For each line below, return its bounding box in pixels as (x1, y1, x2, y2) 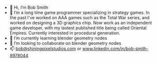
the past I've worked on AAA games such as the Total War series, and (9, 15, 150, 20)
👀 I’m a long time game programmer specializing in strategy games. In (9, 10, 150, 15)
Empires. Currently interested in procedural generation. (9, 30, 121, 36)
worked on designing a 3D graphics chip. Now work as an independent (9, 20, 152, 25)
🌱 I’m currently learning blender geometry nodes (9, 35, 107, 41)
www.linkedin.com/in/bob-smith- (82, 46, 149, 51)
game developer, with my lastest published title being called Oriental (9, 25, 147, 31)
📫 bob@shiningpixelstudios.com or (9, 46, 82, 51)
